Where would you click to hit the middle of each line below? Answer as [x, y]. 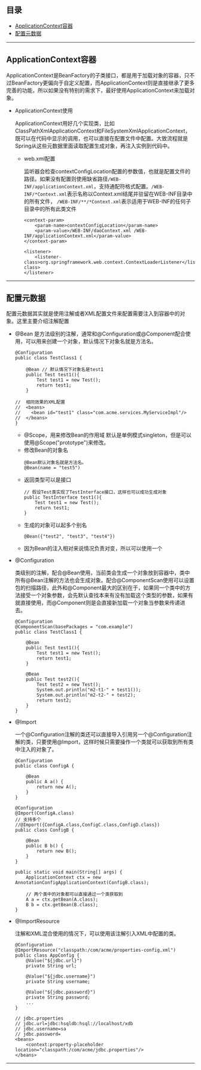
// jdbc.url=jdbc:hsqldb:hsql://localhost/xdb [74, 1024]
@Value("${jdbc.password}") [61, 992]
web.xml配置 [39, 158]
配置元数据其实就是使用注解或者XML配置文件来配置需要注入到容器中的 [93, 314]
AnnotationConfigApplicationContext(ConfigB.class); [82, 883]
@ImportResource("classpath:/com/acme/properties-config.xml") [95, 950]
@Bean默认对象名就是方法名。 [55, 463]
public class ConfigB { [45, 830]
